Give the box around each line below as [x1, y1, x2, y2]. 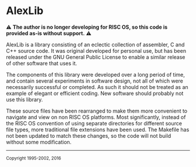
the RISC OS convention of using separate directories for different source [6, 120, 183, 127]
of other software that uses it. [6, 60, 78, 67]
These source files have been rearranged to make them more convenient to [6, 107, 188, 114]
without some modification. [6, 138, 72, 145]
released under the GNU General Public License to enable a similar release [6, 53, 185, 60]
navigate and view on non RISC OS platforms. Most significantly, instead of [6, 113, 186, 121]
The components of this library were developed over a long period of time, [6, 71, 185, 78]
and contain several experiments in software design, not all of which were [6, 77, 184, 84]
